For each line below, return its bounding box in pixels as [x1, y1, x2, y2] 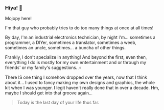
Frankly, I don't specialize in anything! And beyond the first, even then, [5, 54, 147, 60]
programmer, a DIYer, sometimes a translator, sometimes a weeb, [5, 40, 137, 45]
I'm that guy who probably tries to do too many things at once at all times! [5, 25, 154, 31]
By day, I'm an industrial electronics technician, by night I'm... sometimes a [5, 34, 156, 41]
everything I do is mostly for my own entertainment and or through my [5, 60, 146, 66]
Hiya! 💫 [5, 4, 23, 11]
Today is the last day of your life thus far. [17, 100, 99, 106]
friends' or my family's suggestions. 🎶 [5, 65, 82, 70]
